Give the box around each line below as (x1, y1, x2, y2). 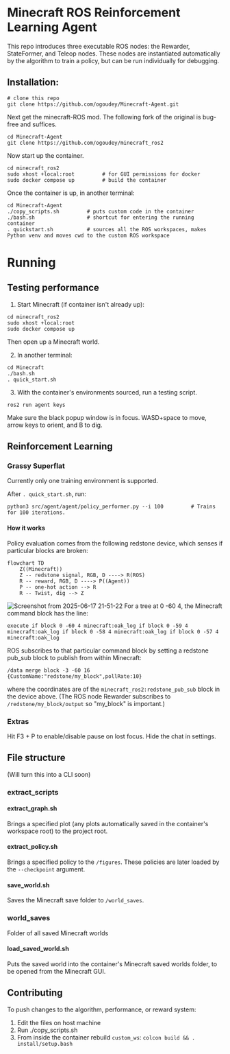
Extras (7, 716, 29, 726)
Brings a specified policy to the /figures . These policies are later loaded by (7, 858, 220, 866)
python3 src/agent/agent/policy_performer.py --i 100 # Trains (7, 503, 216, 511)
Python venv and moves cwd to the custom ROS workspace (7, 232, 170, 239)
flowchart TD (7, 559, 44, 567)
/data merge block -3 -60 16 (7, 667, 90, 674)
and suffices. (20, 120, 57, 128)
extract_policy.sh (7, 843, 58, 851)
